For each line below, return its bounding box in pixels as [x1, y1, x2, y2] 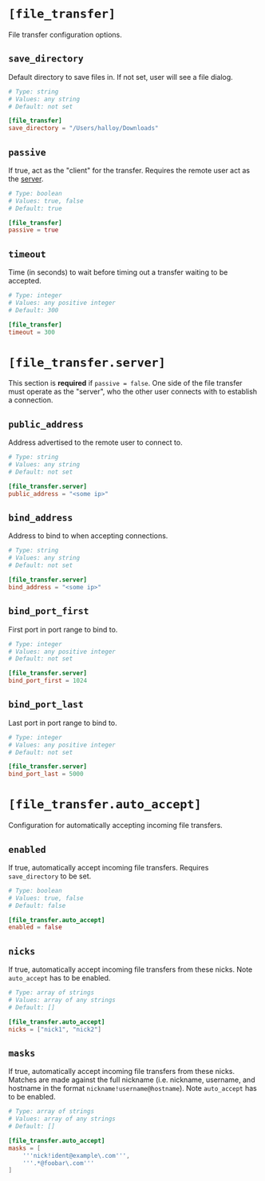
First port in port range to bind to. [8, 624, 118, 634]
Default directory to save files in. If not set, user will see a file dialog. [8, 72, 233, 81]
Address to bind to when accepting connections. [8, 531, 168, 541]
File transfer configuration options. [8, 30, 122, 39]
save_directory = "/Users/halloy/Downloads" [8, 125, 159, 133]
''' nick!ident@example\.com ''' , [22, 1151, 130, 1159]
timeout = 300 [8, 328, 56, 336]
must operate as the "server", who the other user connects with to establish [8, 386, 258, 397]
